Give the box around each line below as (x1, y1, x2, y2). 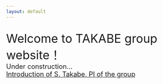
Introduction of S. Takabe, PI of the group (6, 70, 136, 78)
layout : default (6, 8, 46, 15)
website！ (6, 48, 62, 62)
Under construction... (6, 62, 73, 70)
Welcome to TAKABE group (6, 31, 158, 46)
